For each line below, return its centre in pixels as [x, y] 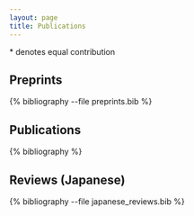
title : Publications [48, 26]
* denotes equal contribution [62, 51]
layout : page [34, 18]
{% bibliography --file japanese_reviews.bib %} [97, 201]
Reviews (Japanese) [67, 180]
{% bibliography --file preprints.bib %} [81, 102]
